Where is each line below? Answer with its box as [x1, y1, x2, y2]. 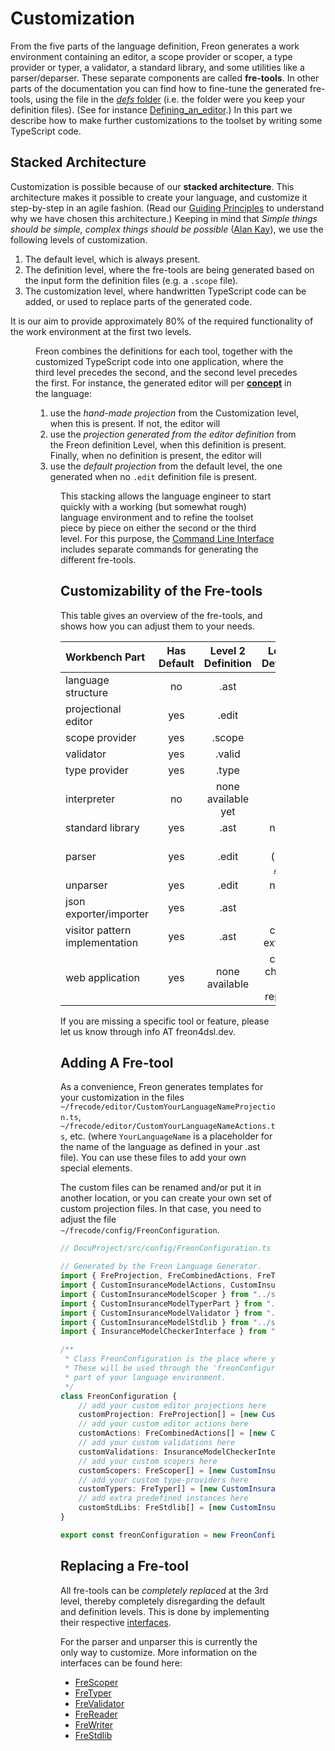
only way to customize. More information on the [60, 1646, 258, 1658]
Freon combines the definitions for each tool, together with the [35, 345, 293, 357]
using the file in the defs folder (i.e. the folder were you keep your [34, 93, 306, 105]
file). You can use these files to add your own [60, 1152, 247, 1164]
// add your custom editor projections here [78, 1400, 267, 1411]
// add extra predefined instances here [78, 1493, 249, 1504]
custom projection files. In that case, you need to [60, 1203, 262, 1215]
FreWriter [74, 1718, 114, 1731]
